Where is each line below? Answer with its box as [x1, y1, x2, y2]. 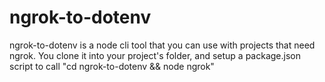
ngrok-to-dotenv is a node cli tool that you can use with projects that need [9, 39, 316, 51]
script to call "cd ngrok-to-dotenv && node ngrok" [9, 60, 215, 72]
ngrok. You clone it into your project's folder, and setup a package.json [9, 49, 301, 61]
